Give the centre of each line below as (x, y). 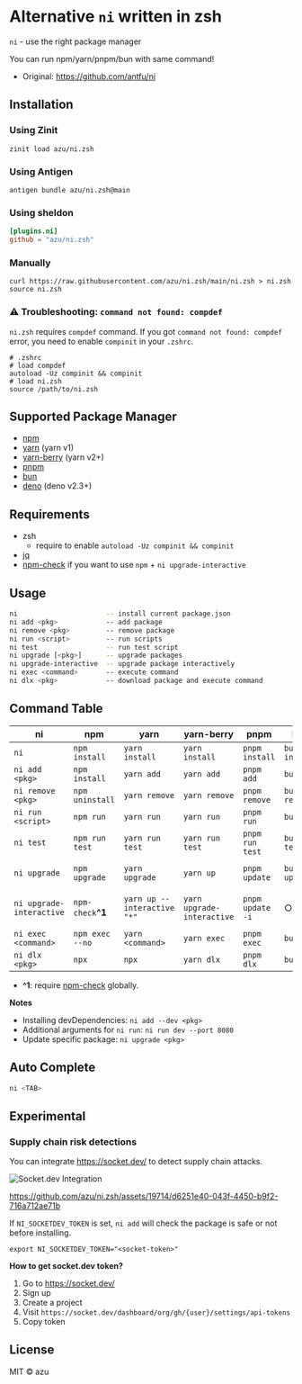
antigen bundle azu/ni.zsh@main (70, 190)
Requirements (49, 514)
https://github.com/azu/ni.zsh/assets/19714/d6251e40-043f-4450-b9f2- (144, 1196)
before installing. (40, 1233)
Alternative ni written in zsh (115, 17)
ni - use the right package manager (75, 41)
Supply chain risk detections (73, 1142)
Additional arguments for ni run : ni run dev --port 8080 (128, 1029)
